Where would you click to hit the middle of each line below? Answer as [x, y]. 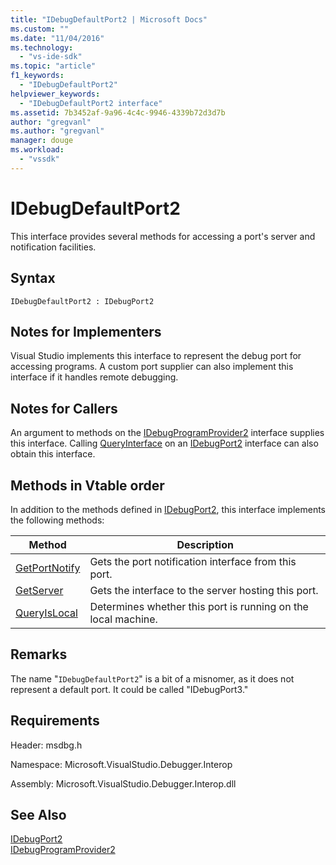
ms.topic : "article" [53, 66]
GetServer [39, 590]
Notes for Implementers [86, 331]
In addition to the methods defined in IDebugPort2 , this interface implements [168, 509]
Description [205, 544]
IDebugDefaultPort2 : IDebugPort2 [82, 301]
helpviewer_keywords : [55, 94]
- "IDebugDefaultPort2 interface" [91, 103]
